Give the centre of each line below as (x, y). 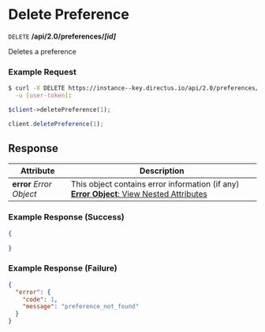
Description (162, 171)
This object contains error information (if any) (155, 184)
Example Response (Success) (66, 217)
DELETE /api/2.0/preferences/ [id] (62, 36)
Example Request (42, 72)
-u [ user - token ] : (44, 96)
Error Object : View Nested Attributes (139, 194)
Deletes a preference (42, 51)
